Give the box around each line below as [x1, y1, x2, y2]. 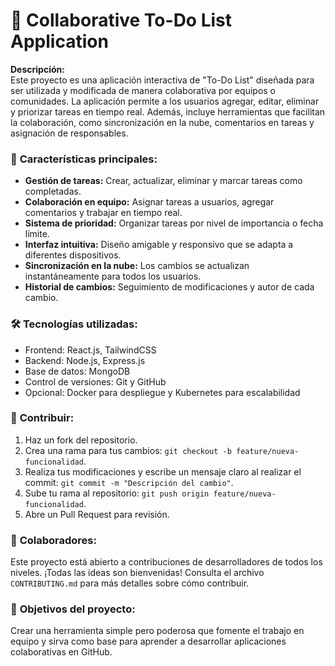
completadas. [24, 185, 82, 198]
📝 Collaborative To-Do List [10, 9, 233, 32]
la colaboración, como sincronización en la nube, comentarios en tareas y [10, 116, 315, 128]
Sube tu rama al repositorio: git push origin [24, 487, 210, 499]
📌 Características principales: [10, 152, 158, 166]
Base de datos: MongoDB [24, 365, 131, 377]
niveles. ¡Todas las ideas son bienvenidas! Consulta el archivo [10, 567, 265, 579]
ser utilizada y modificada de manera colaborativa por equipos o [10, 84, 276, 96]
